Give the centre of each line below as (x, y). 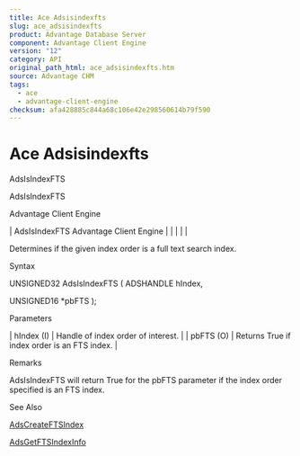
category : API (36, 59)
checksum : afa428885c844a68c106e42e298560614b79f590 (110, 110)
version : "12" (36, 51)
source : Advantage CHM (52, 76)
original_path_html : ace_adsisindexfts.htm (92, 68)
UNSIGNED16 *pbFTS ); (53, 301)
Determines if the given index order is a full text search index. (123, 249)
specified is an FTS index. (57, 390)
